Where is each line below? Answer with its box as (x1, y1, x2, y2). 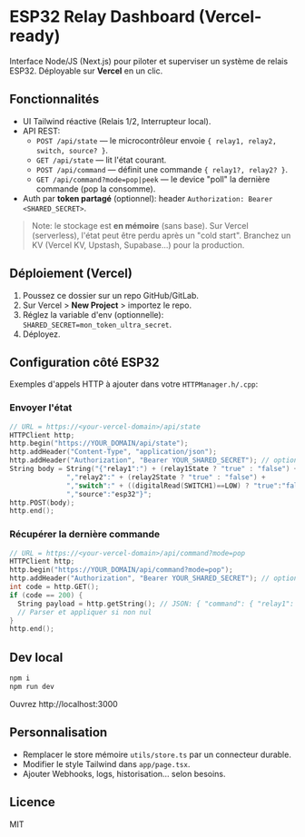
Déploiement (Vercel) (9, 266, 133, 281)
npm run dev (9, 683, 54, 692)
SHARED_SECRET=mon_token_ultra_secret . (22, 319, 172, 330)
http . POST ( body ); (9, 497, 75, 507)
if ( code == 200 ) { (9, 590, 84, 600)
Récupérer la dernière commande (9, 528, 161, 541)
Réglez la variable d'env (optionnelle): (22, 309, 164, 320)
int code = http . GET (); (9, 583, 100, 592)
